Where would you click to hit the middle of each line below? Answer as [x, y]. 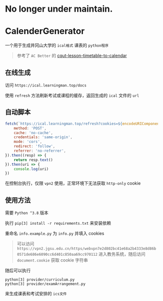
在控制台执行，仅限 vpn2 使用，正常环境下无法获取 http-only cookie [73, 183]
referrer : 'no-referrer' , [40, 151]
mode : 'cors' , [28, 142]
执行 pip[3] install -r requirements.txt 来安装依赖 [58, 223]
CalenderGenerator [45, 31]
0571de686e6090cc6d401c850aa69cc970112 [57, 255]
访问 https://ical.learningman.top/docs [46, 85]
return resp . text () [33, 160]
